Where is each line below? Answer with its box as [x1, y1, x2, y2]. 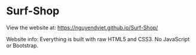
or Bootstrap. [6, 42, 39, 49]
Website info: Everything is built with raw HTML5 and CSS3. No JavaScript [6, 35, 190, 42]
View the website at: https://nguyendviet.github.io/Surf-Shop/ [6, 24, 158, 31]
